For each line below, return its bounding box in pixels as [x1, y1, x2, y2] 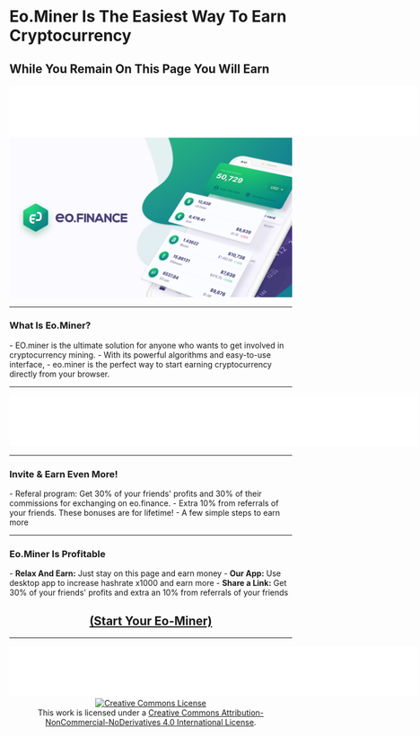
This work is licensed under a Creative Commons [37, 707, 220, 718]
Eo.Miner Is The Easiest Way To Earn [9, 6, 287, 27]
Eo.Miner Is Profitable [9, 548, 106, 561]
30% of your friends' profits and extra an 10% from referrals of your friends [9, 587, 289, 599]
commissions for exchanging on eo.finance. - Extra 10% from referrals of [9, 498, 279, 509]
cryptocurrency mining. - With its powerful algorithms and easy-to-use [9, 349, 272, 360]
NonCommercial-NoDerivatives [45, 717, 162, 728]
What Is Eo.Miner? [9, 319, 92, 332]
